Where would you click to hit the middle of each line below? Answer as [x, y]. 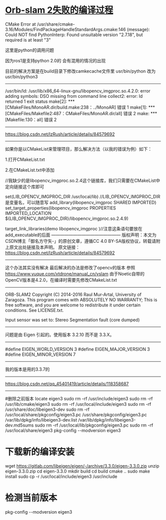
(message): [138, 29]
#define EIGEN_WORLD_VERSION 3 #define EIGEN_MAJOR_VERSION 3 [78, 349]
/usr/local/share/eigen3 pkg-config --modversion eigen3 [63, 430]
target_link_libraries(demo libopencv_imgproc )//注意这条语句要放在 [74, 228]
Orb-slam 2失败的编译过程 [59, 10]
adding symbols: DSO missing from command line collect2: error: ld [74, 96]
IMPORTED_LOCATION [28, 213]
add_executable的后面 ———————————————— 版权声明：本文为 [81, 235]
